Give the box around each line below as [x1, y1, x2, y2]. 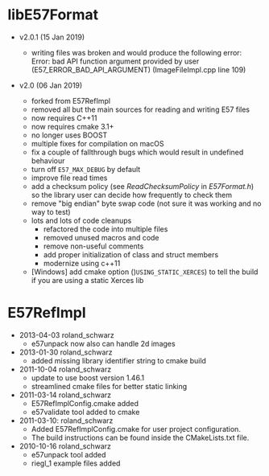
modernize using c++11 [43, 258, 121, 268]
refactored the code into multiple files [43, 224, 168, 234]
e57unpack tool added [31, 449, 106, 459]
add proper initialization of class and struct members [43, 249, 219, 259]
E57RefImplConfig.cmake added [31, 398, 139, 408]
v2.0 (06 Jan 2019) [19, 80, 83, 90]
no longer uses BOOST [31, 130, 108, 140]
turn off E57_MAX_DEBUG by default [31, 164, 141, 174]
